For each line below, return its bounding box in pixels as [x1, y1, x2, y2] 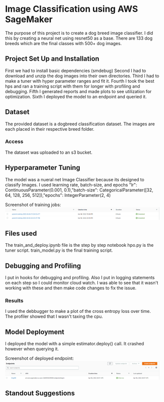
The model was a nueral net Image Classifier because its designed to [5, 176, 144, 182]
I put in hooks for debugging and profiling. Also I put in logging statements [5, 275, 155, 281]
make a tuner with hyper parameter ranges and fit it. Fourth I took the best [5, 78, 155, 84]
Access [5, 138, 23, 145]
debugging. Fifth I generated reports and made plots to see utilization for [5, 88, 152, 94]
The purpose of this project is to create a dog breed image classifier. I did [5, 30, 153, 36]
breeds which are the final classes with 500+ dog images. [5, 40, 122, 46]
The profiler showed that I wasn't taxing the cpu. [5, 313, 103, 319]
